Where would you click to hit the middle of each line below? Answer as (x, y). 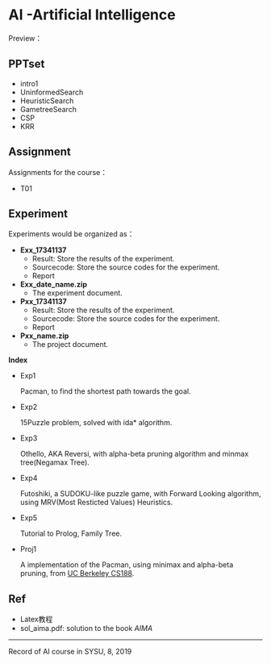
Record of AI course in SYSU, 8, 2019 (70, 652)
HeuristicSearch (47, 100)
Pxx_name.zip (44, 336)
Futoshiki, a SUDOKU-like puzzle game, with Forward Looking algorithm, (140, 494)
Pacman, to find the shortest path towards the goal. (105, 391)
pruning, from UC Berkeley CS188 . (77, 574)
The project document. (70, 345)
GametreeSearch (48, 109)
